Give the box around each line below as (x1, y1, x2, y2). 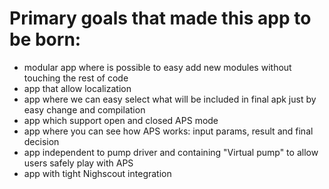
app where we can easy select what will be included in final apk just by (23, 93, 317, 105)
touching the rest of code (23, 72, 129, 84)
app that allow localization (23, 82, 132, 94)
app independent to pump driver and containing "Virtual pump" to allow (23, 146, 319, 158)
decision (23, 135, 60, 147)
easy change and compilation (23, 103, 146, 116)
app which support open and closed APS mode (23, 114, 219, 126)
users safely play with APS (23, 157, 134, 169)
